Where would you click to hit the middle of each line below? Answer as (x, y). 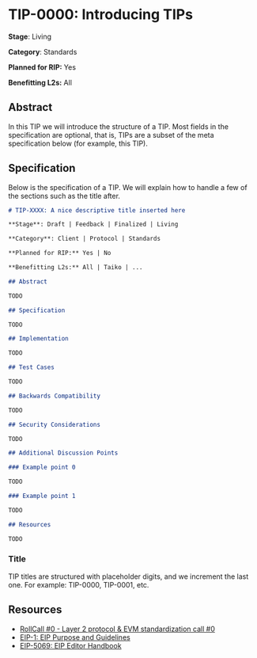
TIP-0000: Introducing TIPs (101, 15)
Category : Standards (43, 51)
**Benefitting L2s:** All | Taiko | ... (76, 268)
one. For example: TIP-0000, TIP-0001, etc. (79, 584)
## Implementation (38, 339)
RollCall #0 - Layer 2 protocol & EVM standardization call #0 (117, 629)
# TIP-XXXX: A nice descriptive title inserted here (97, 210)
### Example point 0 (42, 468)
